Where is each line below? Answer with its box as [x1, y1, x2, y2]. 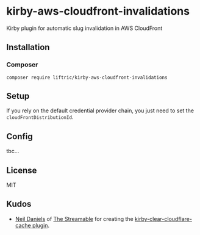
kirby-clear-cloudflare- [134, 215, 192, 222]
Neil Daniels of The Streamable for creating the [15, 215, 134, 222]
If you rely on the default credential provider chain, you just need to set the [6, 107, 194, 114]
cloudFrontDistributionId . [6, 114, 74, 121]
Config [6, 131, 33, 142]
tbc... [6, 148, 20, 155]
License [6, 165, 37, 175]
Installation [6, 42, 50, 52]
